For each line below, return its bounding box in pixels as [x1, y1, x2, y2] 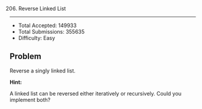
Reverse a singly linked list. [9, 67, 76, 74]
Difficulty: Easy [18, 35, 56, 41]
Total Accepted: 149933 [18, 22, 77, 29]
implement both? [9, 96, 51, 103]
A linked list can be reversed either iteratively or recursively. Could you [9, 90, 182, 97]
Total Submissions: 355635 [18, 28, 85, 35]
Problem [9, 51, 42, 61]
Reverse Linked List [18, 5, 66, 12]
